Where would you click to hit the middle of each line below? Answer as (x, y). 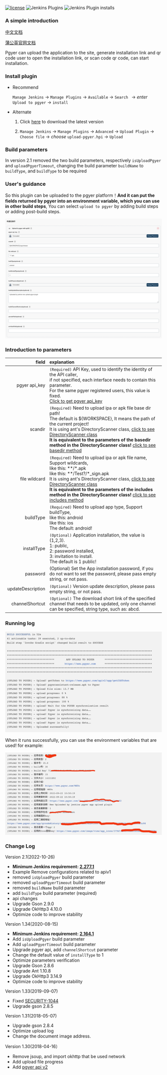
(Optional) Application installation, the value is (97, 535)
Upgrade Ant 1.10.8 (32, 971)
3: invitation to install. (71, 556)
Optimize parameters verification (46, 960)
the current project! (69, 424)
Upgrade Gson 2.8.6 (33, 966)
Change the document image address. (51, 1036)
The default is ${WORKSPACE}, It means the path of (102, 419)
